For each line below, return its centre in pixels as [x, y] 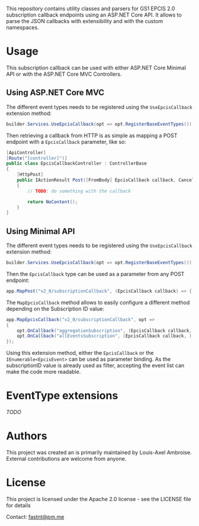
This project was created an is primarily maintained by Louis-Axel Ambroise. [99, 453]
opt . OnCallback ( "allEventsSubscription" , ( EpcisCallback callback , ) [105, 336]
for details [18, 505]
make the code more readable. [44, 372]
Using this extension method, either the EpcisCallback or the [80, 353]
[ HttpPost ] [30, 175]
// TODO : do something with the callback [79, 191]
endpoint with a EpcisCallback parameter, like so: [66, 142]
